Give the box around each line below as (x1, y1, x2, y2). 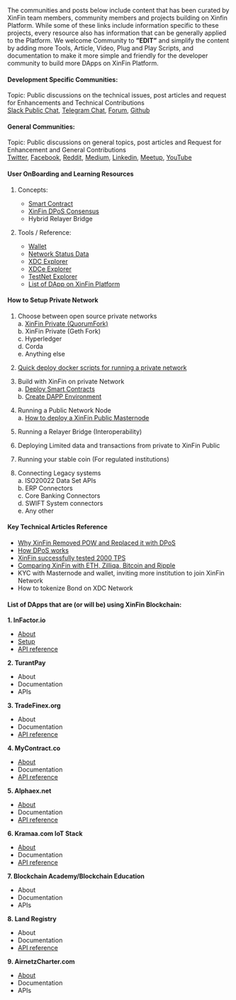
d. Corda (17, 341, 44, 351)
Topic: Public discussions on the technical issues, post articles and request (7, 91, 227, 100)
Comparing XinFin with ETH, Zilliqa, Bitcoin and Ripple (17, 561, 176, 570)
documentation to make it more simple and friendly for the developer (7, 51, 208, 60)
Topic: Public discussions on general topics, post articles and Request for (7, 138, 222, 147)
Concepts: (17, 185, 48, 194)
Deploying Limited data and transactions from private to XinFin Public (17, 441, 220, 450)
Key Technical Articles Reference (7, 523, 108, 531)
